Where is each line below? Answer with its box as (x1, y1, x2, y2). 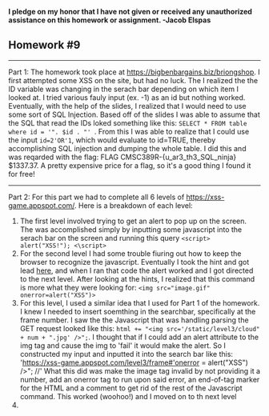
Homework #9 (8, 38, 81, 52)
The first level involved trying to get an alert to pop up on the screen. (19, 216, 247, 226)
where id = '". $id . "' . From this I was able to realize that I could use (8, 126, 250, 136)
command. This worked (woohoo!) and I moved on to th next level (19, 391, 237, 401)
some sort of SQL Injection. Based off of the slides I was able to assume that (8, 110, 260, 119)
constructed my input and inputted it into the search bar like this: (19, 349, 234, 358)
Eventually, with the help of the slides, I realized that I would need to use (8, 101, 247, 110)
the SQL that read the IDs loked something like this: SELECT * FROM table (8, 118, 247, 127)
